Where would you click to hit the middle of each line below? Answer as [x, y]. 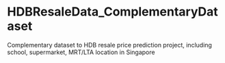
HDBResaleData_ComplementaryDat [113, 12]
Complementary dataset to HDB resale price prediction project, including [109, 45]
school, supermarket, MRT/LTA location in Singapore [81, 52]
